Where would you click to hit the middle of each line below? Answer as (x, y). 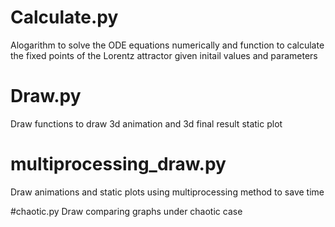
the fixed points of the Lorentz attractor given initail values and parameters (164, 55)
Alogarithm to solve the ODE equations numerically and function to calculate (167, 45)
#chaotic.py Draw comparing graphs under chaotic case (126, 211)
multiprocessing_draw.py (118, 164)
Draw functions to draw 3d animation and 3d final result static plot (146, 123)
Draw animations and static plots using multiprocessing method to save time (167, 192)
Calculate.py (64, 17)
